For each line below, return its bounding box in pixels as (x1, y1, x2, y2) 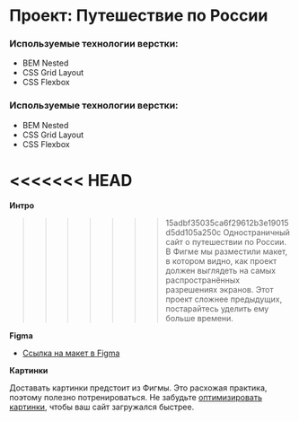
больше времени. (165, 312, 233, 323)
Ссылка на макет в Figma (22, 347, 120, 358)
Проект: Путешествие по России (9, 5, 268, 26)
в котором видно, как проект (165, 255, 277, 266)
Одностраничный (223, 226, 290, 238)
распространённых (165, 275, 241, 285)
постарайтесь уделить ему (165, 303, 269, 314)
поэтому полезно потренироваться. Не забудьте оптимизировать (9, 391, 263, 402)
